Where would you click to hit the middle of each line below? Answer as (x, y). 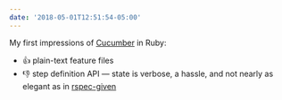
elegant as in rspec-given (69, 86)
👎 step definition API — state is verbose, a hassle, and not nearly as (148, 73)
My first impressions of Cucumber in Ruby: (88, 42)
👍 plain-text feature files (68, 60)
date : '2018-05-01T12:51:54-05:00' (75, 17)
